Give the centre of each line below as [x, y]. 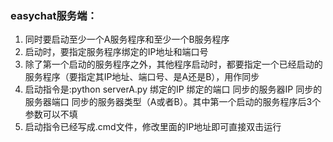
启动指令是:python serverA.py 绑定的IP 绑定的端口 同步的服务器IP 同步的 [173, 89]
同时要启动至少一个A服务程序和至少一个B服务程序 [127, 39]
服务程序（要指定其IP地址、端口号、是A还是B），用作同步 [142, 77]
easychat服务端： [54, 15]
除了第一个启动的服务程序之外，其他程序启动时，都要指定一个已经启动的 [173, 64]
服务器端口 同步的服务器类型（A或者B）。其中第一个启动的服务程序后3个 [173, 102]
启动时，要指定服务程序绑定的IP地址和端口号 [116, 52]
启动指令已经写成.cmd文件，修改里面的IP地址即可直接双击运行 [153, 127]
